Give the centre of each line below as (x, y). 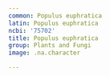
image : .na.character (45, 53)
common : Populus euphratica (55, 16)
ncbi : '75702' (32, 30)
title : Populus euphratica (53, 38)
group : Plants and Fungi (50, 46)
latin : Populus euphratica (53, 23)
